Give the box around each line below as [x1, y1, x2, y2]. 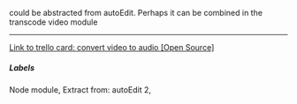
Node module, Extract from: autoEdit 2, [9, 84, 152, 95]
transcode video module [9, 17, 98, 27]
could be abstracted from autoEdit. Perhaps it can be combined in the [9, 8, 263, 18]
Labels [9, 62, 35, 73]
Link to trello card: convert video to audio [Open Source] [9, 42, 215, 52]
